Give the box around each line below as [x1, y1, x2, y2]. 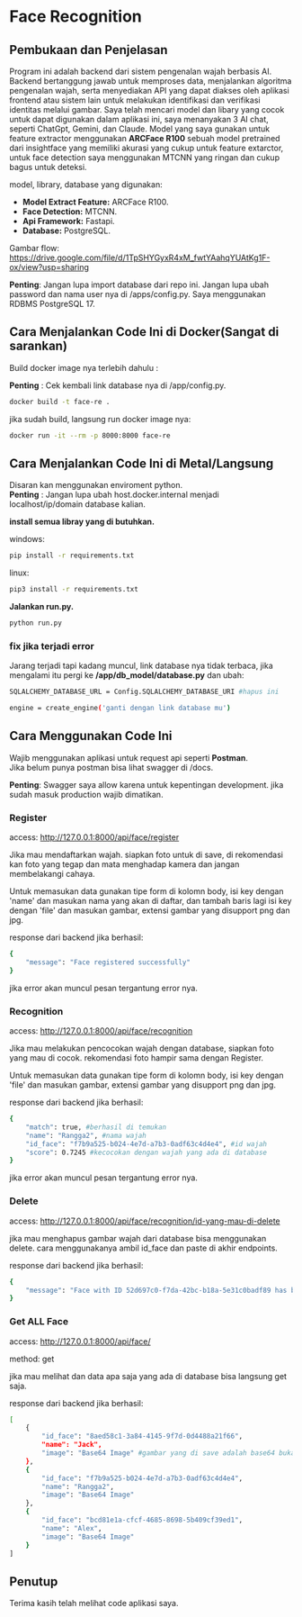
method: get [9, 1353, 55, 1364]
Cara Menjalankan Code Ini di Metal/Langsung [9, 456, 274, 471]
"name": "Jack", [41, 1441, 102, 1450]
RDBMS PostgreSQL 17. [9, 299, 96, 309]
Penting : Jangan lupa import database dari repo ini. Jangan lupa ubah [9, 279, 270, 290]
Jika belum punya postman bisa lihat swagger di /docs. [9, 762, 214, 772]
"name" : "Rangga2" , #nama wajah [25, 1131, 147, 1140]
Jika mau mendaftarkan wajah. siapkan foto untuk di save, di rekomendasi [9, 849, 283, 861]
